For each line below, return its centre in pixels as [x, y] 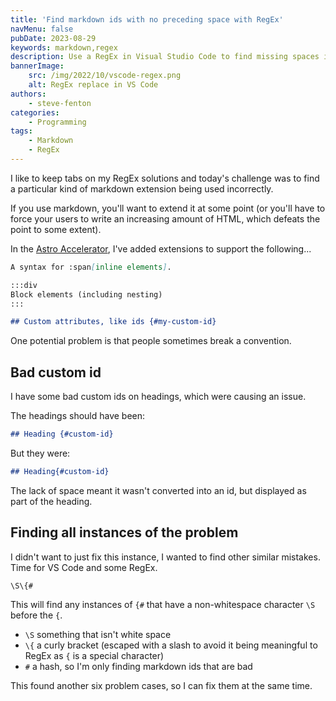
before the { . [36, 615]
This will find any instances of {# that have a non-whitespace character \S [163, 604]
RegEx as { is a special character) [94, 655]
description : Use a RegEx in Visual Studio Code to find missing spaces [165, 57]
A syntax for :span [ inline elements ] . [91, 267]
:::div [24, 285]
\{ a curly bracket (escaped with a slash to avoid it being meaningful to [171, 645]
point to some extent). [56, 229]
